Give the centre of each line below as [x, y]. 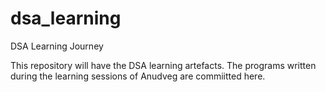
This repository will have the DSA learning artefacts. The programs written [163, 65]
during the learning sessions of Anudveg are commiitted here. [138, 76]
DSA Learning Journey [57, 46]
